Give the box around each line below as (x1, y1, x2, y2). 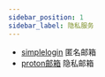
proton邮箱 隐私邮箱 (20, 58, 94, 68)
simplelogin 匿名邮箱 (20, 46, 96, 58)
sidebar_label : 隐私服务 (8, 21, 94, 30)
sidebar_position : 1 (8, 12, 85, 22)
